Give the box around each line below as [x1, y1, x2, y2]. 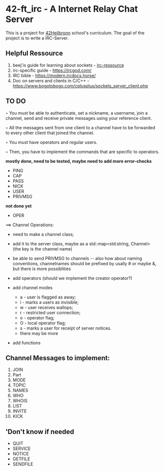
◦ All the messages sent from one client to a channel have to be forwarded [5, 124, 155, 130]
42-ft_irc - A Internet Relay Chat [5, 3, 138, 15]
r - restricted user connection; [20, 310, 81, 315]
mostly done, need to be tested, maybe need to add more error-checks [5, 158, 152, 164]
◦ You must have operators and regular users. [5, 139, 98, 145]
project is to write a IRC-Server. [5, 35, 69, 41]
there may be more [20, 330, 59, 336]
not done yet [5, 203, 32, 209]
